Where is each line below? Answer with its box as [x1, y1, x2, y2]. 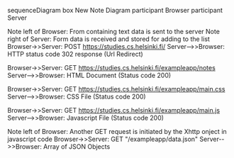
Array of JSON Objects [43, 142, 111, 151]
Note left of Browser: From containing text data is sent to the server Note [7, 28, 220, 35]
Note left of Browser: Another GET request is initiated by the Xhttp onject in [7, 128, 227, 135]
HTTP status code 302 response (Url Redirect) [7, 50, 143, 58]
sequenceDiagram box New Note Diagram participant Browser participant [7, 6, 223, 14]
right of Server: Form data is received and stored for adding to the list [7, 35, 211, 43]
